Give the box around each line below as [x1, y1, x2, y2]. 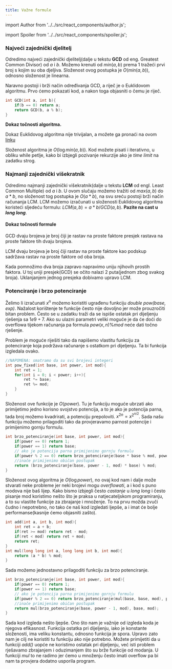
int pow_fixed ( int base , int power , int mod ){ [5, 363, 106, 368]
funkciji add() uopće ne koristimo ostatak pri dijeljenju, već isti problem [5, 642, 155, 648]
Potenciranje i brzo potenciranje [5, 287, 87, 294]
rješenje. [5, 327, 24, 333]
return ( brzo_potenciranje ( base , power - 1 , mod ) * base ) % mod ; [14, 463, 157, 468]
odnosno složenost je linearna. [5, 72, 70, 79]
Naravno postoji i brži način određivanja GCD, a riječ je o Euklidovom [5, 82, 150, 88]
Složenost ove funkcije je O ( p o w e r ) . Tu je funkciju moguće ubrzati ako [5, 400, 154, 406]
